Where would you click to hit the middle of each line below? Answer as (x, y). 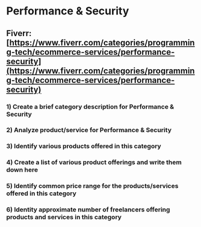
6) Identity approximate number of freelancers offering (88, 210)
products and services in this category (64, 217)
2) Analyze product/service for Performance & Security (89, 130)
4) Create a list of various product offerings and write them (94, 162)
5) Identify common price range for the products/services (92, 186)
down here (22, 170)
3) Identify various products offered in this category (84, 147)
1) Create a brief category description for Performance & (90, 106)
